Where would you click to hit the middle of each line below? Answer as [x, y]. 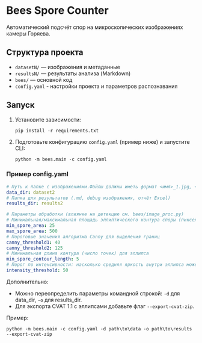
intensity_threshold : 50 [37, 270]
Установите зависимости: [48, 119]
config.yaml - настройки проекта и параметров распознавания [96, 86]
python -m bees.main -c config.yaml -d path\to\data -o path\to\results [99, 329]
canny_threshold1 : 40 [33, 242]
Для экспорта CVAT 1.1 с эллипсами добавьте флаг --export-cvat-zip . [104, 306]
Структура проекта [45, 53]
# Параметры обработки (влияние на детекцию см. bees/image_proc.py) [95, 214]
